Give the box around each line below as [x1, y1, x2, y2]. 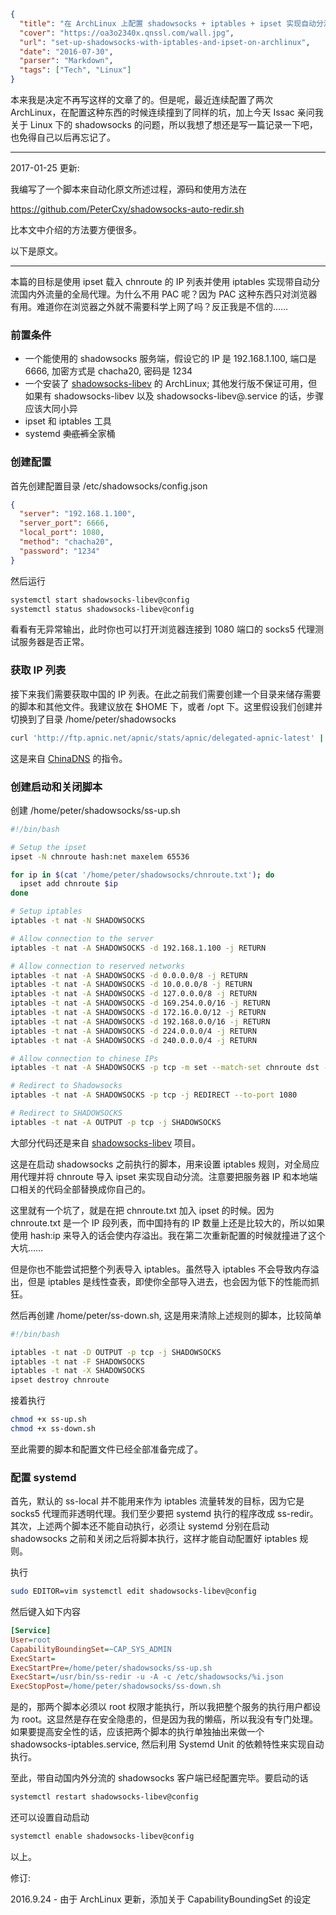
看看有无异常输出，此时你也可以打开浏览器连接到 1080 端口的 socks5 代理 [10, 623, 315, 635]
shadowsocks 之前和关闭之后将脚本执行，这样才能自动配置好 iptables [10, 1533, 298, 1545]
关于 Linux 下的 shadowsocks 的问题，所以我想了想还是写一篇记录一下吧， [10, 119, 318, 130]
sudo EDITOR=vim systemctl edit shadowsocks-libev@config [10, 1586, 257, 1597]
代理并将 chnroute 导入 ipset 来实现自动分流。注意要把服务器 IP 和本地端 [18, 1170, 318, 1182]
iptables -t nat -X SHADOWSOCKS [10, 1366, 145, 1376]
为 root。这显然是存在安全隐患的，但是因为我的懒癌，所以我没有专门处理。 [10, 1713, 319, 1725]
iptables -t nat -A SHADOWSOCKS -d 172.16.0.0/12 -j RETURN [10, 1008, 267, 1018]
